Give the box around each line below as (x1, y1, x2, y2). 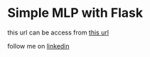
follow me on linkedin (7, 42, 70, 50)
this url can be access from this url (7, 28, 109, 37)
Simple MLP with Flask (7, 5, 144, 21)
